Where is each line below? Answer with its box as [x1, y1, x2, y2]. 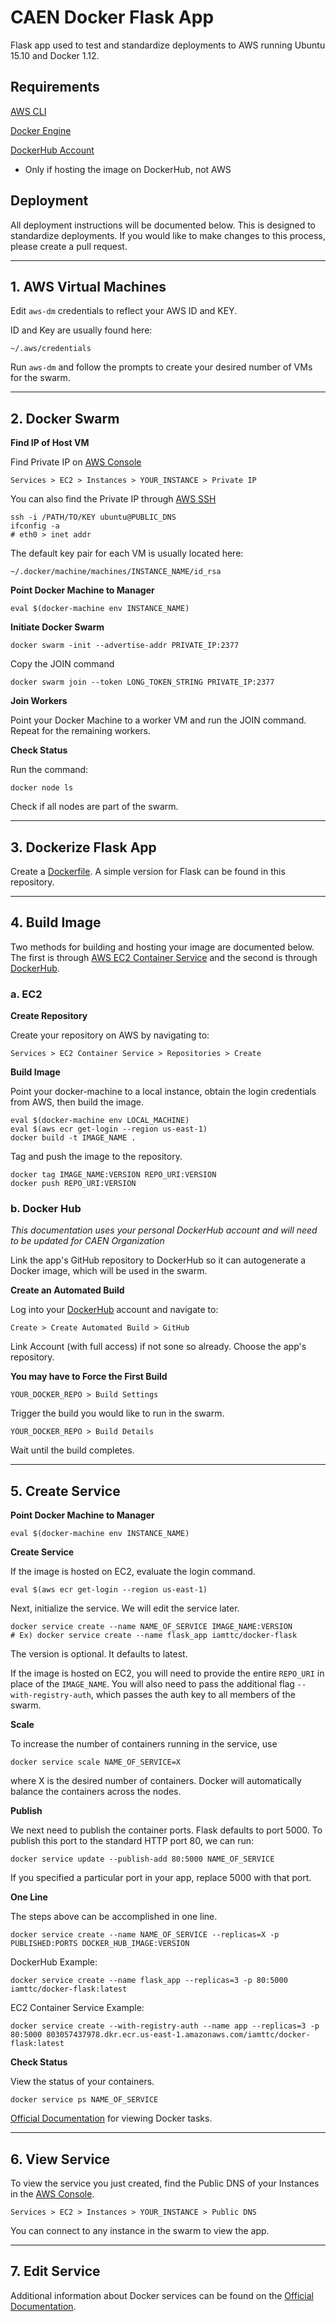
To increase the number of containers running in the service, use [10, 1738, 278, 1750]
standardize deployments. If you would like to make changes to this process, [10, 229, 326, 241]
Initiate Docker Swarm [10, 621, 105, 633]
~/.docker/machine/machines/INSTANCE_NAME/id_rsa [10, 567, 222, 577]
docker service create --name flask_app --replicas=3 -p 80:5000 [10, 1976, 288, 1986]
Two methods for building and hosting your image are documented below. [10, 941, 315, 953]
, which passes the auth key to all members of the [90, 1689, 296, 1701]
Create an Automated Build [10, 1284, 125, 1296]
